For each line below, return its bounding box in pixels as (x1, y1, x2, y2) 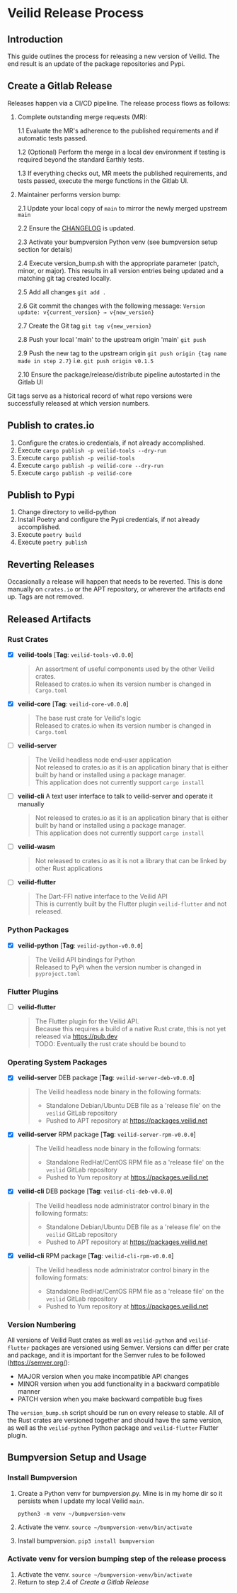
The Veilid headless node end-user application (35, 755, 172, 764)
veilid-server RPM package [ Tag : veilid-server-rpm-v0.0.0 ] (17, 1130, 196, 1139)
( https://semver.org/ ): (7, 1358, 70, 1367)
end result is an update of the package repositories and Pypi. (7, 60, 185, 68)
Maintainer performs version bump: (17, 190, 122, 199)
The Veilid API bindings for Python (35, 955, 136, 964)
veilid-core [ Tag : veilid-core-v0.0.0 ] (17, 700, 129, 708)
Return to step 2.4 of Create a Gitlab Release (17, 1577, 149, 1586)
